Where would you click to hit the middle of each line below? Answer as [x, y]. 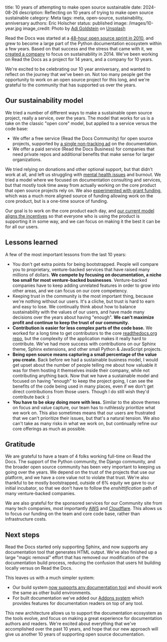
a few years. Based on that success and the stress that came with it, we [79, 49]
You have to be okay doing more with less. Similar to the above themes [86, 402]
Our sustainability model [44, 101]
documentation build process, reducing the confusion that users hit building [83, 563]
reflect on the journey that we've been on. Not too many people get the [78, 74]
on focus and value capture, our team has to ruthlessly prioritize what [84, 407]
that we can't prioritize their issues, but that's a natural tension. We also [86, 418]
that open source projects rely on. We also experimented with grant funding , [83, 190]
